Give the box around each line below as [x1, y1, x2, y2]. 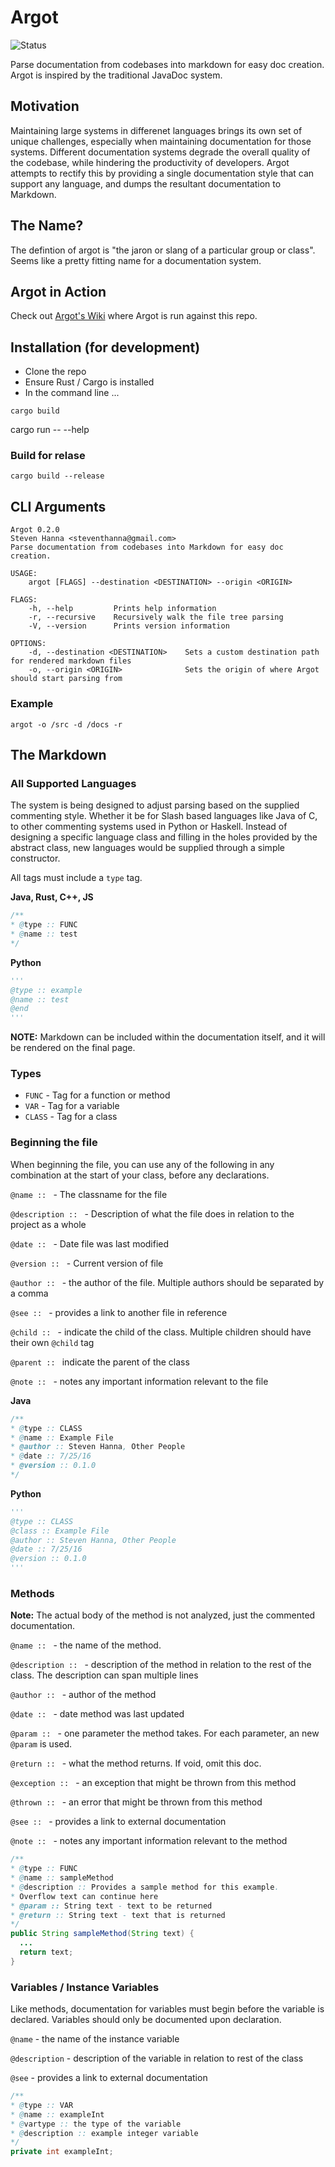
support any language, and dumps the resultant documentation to [10, 177, 282, 190]
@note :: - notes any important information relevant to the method [10, 1835, 288, 1847]
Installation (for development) [10, 339, 201, 356]
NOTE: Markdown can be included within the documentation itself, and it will [10, 1031, 326, 1043]
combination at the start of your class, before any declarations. [10, 1169, 270, 1181]
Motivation [10, 98, 80, 115]
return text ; [19, 1947, 74, 1958]
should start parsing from [10, 674, 123, 684]
